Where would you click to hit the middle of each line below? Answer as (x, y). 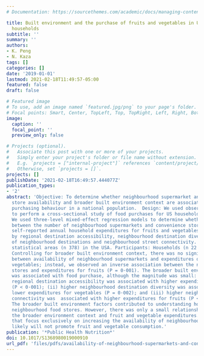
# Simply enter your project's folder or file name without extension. (102, 158)
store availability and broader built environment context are (93, 203)
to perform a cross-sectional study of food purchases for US (92, 214)
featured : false (27, 85)
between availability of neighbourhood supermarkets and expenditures (103, 259)
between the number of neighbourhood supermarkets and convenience (99, 225)
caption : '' (27, 124)
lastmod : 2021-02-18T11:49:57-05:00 (53, 79)
